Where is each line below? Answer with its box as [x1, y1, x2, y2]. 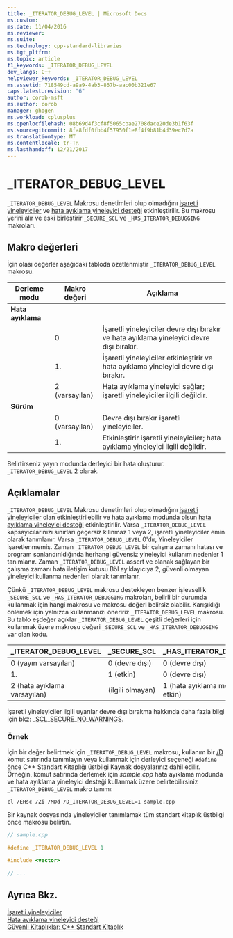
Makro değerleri [7, 241, 78, 253]
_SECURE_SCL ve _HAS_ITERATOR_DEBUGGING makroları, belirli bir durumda [7, 593, 207, 601]
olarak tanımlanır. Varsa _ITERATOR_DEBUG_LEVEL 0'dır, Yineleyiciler [7, 535, 193, 543]
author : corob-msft [7, 95, 64, 102]
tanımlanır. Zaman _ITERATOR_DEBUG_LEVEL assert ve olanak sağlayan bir [7, 557, 210, 566]
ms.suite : [7, 36, 36, 43]
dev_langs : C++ [7, 68, 51, 75]
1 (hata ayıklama [162, 681, 217, 690]
